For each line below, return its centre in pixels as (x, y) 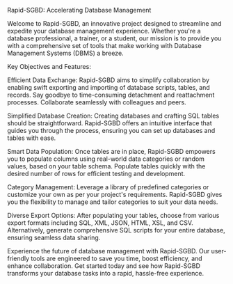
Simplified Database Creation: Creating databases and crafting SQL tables (113, 116)
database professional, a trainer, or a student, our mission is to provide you (114, 38)
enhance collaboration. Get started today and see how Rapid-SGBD (104, 266)
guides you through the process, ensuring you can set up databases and (111, 131)
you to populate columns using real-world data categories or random (106, 159)
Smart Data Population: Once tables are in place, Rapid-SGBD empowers (111, 151)
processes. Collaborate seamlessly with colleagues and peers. (97, 102)
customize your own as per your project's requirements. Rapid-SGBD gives (115, 195)
